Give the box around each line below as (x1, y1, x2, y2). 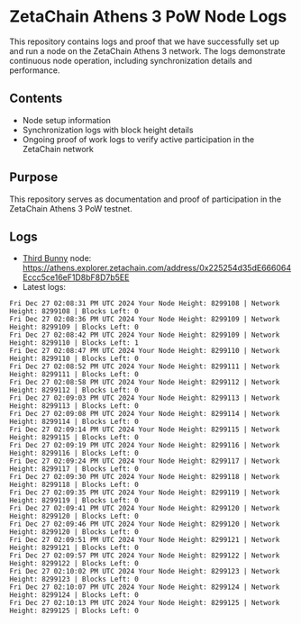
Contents (9, 91, 63, 106)
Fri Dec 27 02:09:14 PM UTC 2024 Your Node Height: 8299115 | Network (9, 425, 280, 434)
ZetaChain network (22, 143, 95, 154)
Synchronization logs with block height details (22, 124, 194, 135)
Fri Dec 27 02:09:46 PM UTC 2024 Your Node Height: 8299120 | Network (9, 520, 280, 529)
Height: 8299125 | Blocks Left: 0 (9, 606, 140, 616)
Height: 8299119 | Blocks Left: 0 (9, 496, 140, 505)
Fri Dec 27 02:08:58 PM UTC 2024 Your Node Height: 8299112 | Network (9, 378, 280, 387)
